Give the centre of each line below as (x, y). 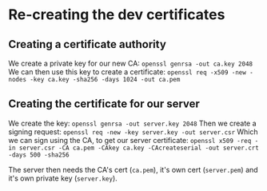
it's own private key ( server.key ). (63, 178)
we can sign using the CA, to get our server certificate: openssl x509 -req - (133, 140)
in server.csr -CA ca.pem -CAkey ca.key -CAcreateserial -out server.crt (134, 148)
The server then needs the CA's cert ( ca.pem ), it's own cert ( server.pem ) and (133, 169)
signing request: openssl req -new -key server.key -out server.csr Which (133, 131)
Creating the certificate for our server (104, 104)
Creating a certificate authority (87, 44)
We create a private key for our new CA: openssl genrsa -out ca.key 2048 (131, 63)
